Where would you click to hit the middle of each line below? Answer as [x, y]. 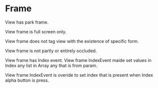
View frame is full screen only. [36, 31]
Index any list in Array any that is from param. [51, 65]
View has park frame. [27, 22]
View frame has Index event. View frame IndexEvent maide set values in [78, 60]
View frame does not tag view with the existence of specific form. [72, 41]
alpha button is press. [27, 80]
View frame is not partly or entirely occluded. [51, 51]
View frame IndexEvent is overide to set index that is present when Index [79, 75]
